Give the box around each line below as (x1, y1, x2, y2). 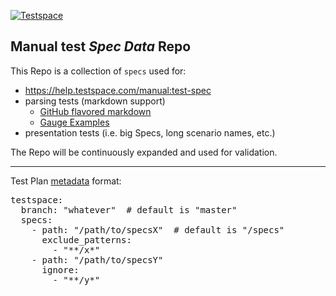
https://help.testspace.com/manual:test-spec (24, 84, 212, 96)
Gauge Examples (39, 116, 110, 128)
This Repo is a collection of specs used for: (10, 65, 187, 77)
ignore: (41, 264, 80, 275)
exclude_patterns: (41, 234, 132, 245)
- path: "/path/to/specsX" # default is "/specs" (31, 224, 285, 235)
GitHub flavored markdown (39, 105, 152, 117)
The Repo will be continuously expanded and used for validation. (10, 146, 278, 158)
